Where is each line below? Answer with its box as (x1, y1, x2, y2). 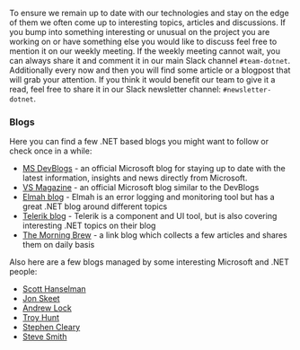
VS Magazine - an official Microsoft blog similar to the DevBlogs (22, 182, 260, 193)
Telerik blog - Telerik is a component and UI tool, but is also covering (22, 211, 278, 222)
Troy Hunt (22, 312, 60, 323)
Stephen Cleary (22, 322, 81, 333)
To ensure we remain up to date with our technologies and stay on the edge (9, 8, 289, 18)
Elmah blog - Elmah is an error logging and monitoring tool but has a (22, 192, 276, 203)
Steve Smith (22, 331, 67, 342)
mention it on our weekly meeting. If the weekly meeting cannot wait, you (9, 46, 281, 57)
